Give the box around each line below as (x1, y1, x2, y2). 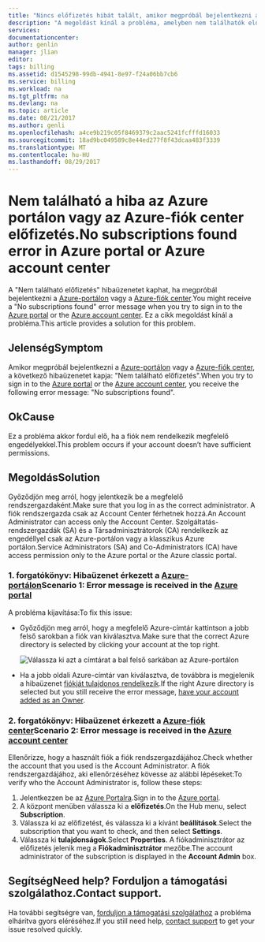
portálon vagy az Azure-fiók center (8, 209, 244, 227)
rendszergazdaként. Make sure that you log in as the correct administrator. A (8, 500, 256, 509)
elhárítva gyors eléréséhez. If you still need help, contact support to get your (8, 916, 255, 925)
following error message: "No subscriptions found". (8, 387, 175, 397)
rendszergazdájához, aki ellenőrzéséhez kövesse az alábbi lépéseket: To (8, 769, 243, 779)
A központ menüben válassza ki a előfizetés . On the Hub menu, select (19, 802, 247, 811)
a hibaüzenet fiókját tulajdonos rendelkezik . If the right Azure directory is (19, 679, 255, 688)
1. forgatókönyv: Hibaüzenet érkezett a (8, 570, 160, 581)
